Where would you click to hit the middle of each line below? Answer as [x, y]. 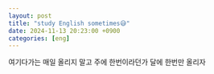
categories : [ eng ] [39, 38]
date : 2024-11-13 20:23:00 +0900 [64, 31]
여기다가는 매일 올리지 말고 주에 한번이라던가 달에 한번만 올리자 [107, 62]
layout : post [30, 16]
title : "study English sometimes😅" [69, 23]
